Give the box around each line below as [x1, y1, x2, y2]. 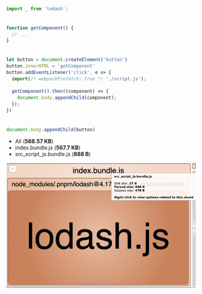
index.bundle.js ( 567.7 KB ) [14, 144, 81, 151]
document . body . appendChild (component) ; [17, 95, 117, 101]
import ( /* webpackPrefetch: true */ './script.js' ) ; [11, 75, 147, 82]
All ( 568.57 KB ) [14, 137, 54, 145]
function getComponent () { [6, 25, 74, 31]
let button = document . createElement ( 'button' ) [6, 57, 128, 63]
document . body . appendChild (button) [6, 127, 96, 133]
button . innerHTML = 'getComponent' [6, 63, 96, 69]
